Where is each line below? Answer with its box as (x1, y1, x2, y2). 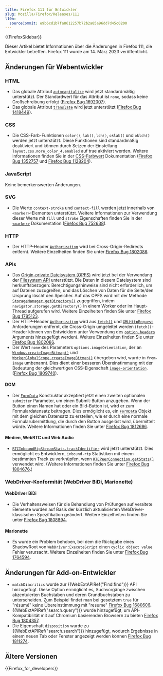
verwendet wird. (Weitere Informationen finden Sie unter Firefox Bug (12, 461, 149, 467)
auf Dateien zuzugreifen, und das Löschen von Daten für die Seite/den (12, 288, 154, 293)
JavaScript (5, 171, 32, 177)
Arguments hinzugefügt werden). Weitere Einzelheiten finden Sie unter (12, 334, 154, 340)
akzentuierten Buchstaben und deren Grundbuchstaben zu (12, 592, 130, 598)
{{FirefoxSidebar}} (5, 34, 42, 40)
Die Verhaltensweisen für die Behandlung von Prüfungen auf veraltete (12, 501, 153, 507)
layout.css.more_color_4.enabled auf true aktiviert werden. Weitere (12, 148, 148, 154)
